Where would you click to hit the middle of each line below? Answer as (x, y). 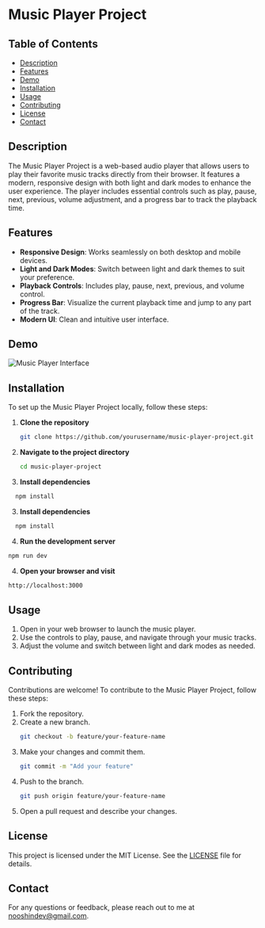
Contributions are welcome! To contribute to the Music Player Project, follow (132, 690)
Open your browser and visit (67, 571)
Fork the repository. (52, 714)
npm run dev (28, 556)
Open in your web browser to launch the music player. (108, 629)
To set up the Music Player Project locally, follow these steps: (108, 407)
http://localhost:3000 (45, 585)
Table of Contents (53, 44)
